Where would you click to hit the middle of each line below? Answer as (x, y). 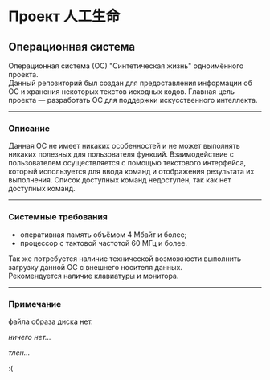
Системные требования (58, 217)
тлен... (19, 352)
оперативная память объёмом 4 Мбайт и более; (103, 235)
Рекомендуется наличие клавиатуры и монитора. (94, 276)
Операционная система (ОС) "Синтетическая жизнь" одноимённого (126, 66)
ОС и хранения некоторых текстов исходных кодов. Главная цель (122, 92)
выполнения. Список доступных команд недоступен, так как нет (120, 180)
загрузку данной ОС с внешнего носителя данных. (96, 267)
